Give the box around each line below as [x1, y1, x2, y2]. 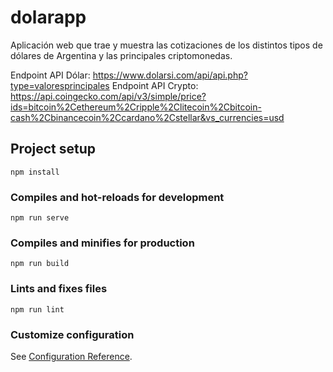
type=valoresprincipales [10, 79, 110, 91]
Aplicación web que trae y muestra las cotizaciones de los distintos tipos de [10, 39, 323, 51]
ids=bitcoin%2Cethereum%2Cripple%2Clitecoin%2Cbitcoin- [10, 101, 262, 113]
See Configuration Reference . [10, 350, 133, 362]
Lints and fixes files [10, 282, 108, 296]
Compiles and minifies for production [10, 236, 195, 250]
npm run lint [10, 304, 65, 315]
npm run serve [10, 213, 70, 223]
